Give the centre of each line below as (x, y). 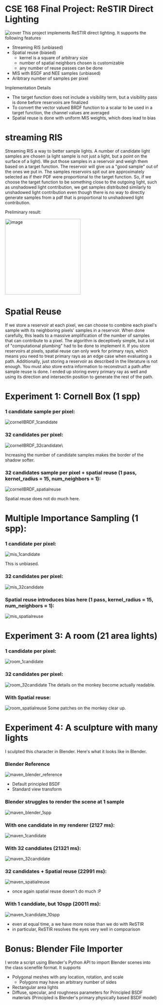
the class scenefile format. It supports (43, 967)
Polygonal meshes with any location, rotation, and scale (68, 977)
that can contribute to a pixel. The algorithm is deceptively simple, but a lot (80, 340)
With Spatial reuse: (28, 697)
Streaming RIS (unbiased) (38, 47)
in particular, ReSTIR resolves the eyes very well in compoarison (76, 929)
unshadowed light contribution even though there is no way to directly (75, 192)
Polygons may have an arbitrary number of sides (68, 982)
